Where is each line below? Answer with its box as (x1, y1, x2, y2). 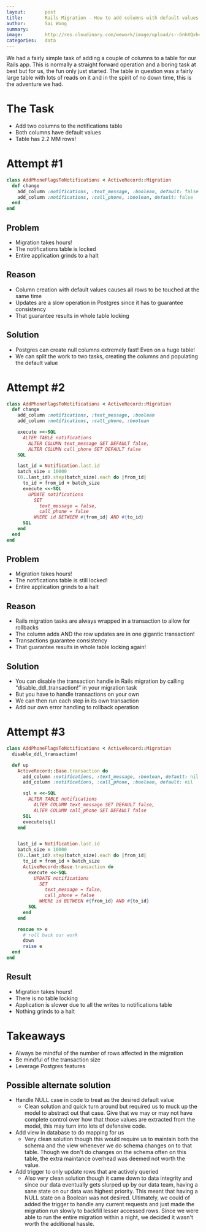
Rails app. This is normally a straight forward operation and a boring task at (6, 61, 196, 68)
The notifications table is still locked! (15, 577, 108, 584)
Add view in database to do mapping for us (15, 1129, 124, 1136)
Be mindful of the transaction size (15, 1056, 101, 1063)
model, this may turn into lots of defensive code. (24, 1122, 147, 1130)
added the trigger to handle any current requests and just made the (24, 1201, 195, 1208)
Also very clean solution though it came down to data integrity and (24, 1174, 193, 1182)
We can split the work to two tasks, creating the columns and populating (15, 352, 198, 360)
